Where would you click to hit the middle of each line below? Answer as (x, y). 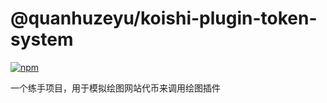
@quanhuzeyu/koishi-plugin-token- (164, 18)
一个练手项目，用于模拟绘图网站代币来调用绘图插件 (115, 88)
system (42, 39)
